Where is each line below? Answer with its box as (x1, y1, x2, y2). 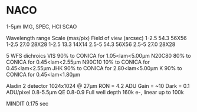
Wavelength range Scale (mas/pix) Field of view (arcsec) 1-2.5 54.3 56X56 (6, 34, 187, 41)
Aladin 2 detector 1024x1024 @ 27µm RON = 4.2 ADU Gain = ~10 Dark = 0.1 (6, 82, 190, 89)
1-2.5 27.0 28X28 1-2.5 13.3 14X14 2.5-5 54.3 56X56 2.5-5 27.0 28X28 (6, 41, 176, 48)
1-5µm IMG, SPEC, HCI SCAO (6, 23, 77, 30)
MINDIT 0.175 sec (6, 100, 49, 107)
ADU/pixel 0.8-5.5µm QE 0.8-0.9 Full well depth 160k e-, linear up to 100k (6, 88, 184, 95)
